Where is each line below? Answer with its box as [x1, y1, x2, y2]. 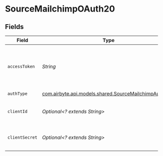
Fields [5, 23, 24, 31]
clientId [7, 109, 28, 114]
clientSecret [7, 135, 38, 140]
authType [7, 91, 28, 96]
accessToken [7, 64, 35, 69]
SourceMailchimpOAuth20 [5, 3, 115, 14]
